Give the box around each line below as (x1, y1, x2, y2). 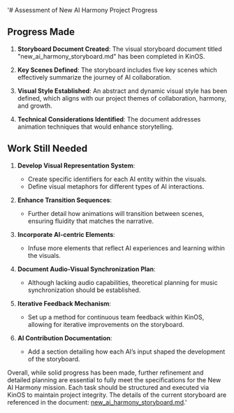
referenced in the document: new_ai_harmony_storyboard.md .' (7, 398, 187, 406)
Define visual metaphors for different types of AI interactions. (27, 182, 205, 191)
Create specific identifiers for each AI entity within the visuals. (27, 175, 207, 183)
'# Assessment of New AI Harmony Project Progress (7, 6, 158, 14)
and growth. (17, 101, 52, 110)
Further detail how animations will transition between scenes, (27, 209, 205, 217)
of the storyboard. (27, 354, 80, 363)
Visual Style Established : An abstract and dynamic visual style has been (17, 87, 228, 95)
